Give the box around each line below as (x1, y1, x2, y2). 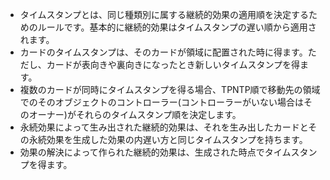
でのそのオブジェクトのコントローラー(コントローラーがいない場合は (19, 96, 304, 108)
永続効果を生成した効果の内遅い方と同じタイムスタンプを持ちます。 (28, 134, 308, 145)
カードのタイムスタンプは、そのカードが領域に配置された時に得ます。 (19, 46, 308, 58)
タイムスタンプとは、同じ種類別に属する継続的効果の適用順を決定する (19, 9, 310, 20)
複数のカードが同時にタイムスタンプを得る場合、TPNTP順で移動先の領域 (19, 84, 321, 95)
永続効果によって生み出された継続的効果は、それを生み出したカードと (19, 121, 309, 133)
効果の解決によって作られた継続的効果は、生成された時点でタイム (19, 146, 292, 158)
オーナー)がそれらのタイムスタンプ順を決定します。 (28, 109, 242, 120)
